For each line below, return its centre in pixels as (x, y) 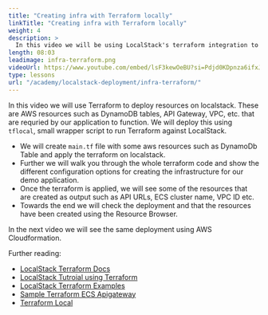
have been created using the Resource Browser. (99, 214)
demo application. (49, 179)
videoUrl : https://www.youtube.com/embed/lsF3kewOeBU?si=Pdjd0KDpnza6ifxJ (135, 68)
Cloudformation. (35, 238)
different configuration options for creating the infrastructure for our (132, 171)
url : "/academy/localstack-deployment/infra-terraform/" (105, 82)
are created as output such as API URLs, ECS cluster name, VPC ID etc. (137, 197)
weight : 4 (25, 30)
